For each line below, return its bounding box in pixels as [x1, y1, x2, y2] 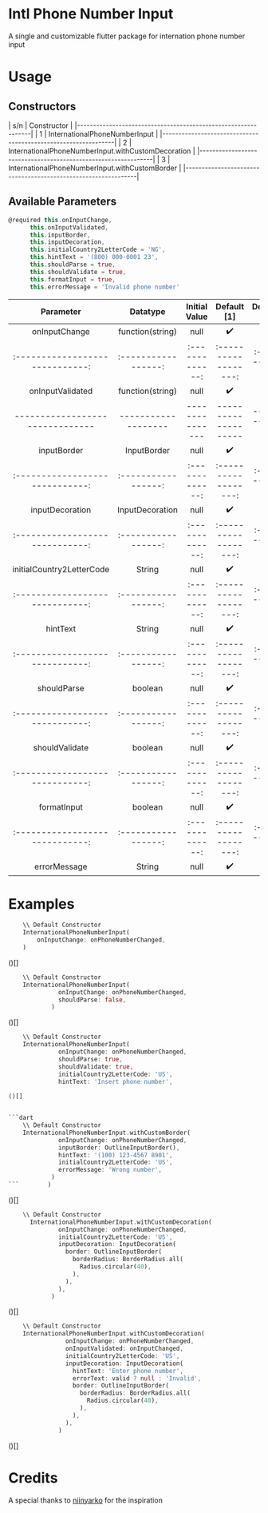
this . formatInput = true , [29, 275, 116, 284]
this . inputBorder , [29, 231, 91, 239]
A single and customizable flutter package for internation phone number [8, 31, 246, 41]
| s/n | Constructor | [8, 121, 73, 130]
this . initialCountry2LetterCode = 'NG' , [29, 245, 166, 254]
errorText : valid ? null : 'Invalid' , [72, 1374, 202, 1383]
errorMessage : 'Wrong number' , [58, 1166, 162, 1174]
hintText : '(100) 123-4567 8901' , [58, 1151, 173, 1159]
